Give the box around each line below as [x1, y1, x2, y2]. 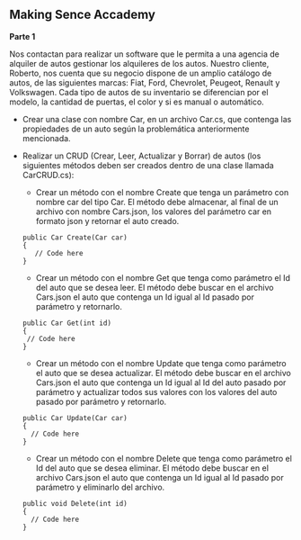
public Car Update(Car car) [22, 413, 128, 422]
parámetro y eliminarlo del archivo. [35, 481, 165, 492]
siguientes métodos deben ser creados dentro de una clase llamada [22, 159, 274, 170]
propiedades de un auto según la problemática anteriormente [22, 123, 250, 134]
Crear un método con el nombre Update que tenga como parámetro [35, 357, 287, 368]
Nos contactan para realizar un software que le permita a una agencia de [9, 49, 280, 59]
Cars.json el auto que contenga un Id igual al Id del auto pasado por [35, 377, 287, 388]
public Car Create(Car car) [22, 233, 128, 242]
